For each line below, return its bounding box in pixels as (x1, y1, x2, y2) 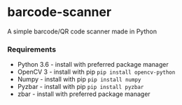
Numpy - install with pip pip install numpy (17, 75, 141, 83)
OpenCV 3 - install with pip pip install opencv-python (17, 67, 176, 76)
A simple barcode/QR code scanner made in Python (7, 27, 157, 35)
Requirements (7, 45, 57, 54)
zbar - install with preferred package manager (17, 90, 150, 98)
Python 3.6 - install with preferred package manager (17, 60, 169, 69)
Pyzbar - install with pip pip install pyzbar (17, 83, 144, 91)
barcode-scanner (7, 4, 112, 20)
